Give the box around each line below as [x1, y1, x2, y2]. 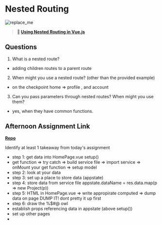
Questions [5, 43, 37, 52]
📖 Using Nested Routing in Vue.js [16, 29, 85, 35]
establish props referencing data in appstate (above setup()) [12, 206, 133, 211]
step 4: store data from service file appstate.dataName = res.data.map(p [12, 180, 158, 186]
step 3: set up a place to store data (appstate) [12, 174, 104, 180]
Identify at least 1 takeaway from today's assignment [5, 144, 110, 150]
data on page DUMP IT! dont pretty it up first [12, 195, 101, 201]
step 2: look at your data [12, 169, 61, 175]
